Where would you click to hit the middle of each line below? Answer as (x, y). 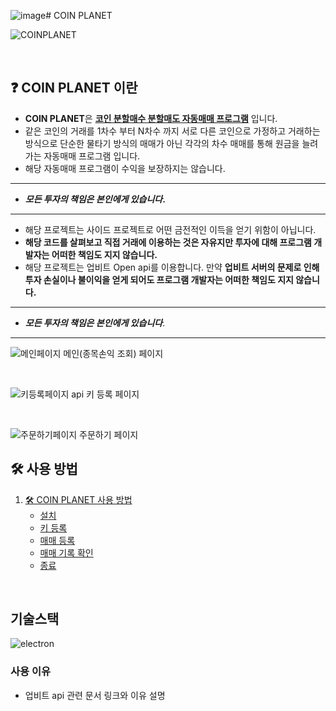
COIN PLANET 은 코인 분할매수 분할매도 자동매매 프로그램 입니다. (151, 118)
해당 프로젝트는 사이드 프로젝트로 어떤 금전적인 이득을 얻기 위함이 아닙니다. (170, 229)
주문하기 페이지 (109, 434)
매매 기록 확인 (66, 552)
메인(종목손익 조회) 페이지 (113, 353)
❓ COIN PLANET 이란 (74, 88)
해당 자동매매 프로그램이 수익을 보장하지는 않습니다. (125, 168)
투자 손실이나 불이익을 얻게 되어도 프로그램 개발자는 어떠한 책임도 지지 (159, 279)
